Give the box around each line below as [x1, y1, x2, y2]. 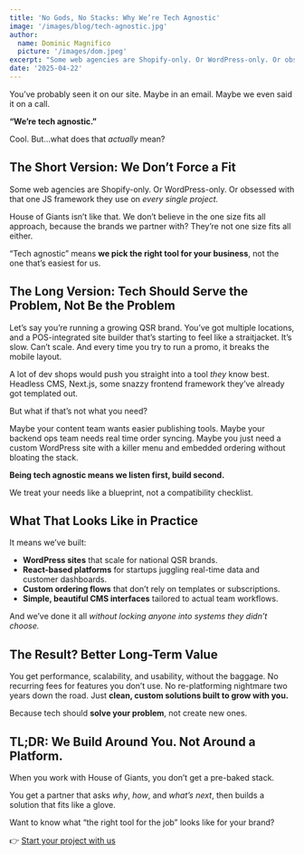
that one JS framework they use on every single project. [9, 193, 219, 204]
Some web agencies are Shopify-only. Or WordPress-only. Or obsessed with [9, 183, 295, 195]
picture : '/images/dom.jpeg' [17, 47, 128, 56]
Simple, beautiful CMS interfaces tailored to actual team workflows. [22, 593, 279, 604]
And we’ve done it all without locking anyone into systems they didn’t [9, 611, 268, 622]
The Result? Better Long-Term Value [9, 646, 219, 662]
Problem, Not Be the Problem [9, 298, 176, 314]
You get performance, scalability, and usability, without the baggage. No [9, 671, 279, 682]
